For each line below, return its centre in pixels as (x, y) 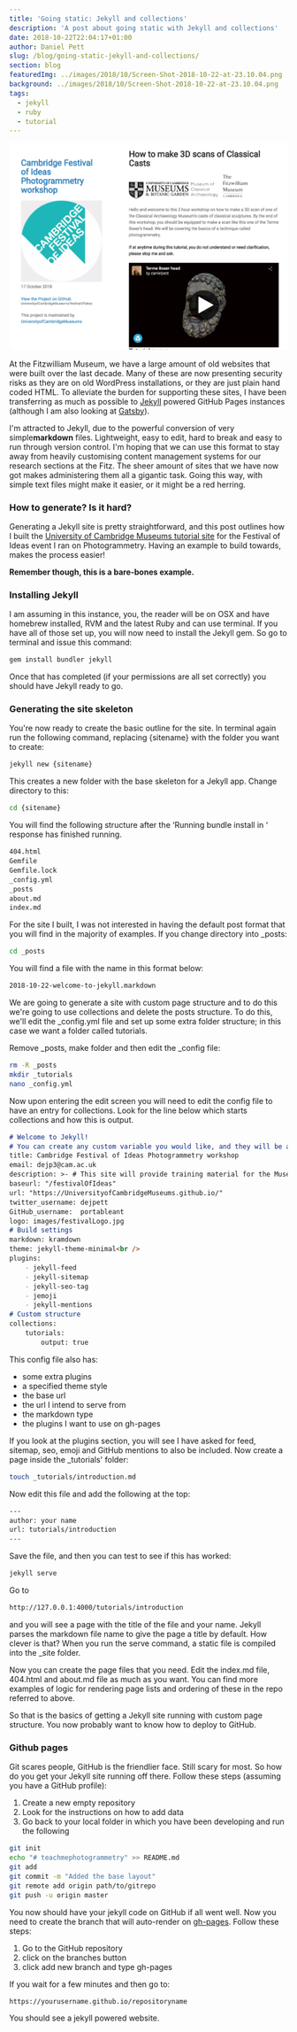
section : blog (35, 66)
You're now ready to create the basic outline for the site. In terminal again (143, 728)
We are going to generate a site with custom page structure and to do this (144, 1003)
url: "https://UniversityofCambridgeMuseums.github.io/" (116, 1193)
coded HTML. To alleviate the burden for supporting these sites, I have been (148, 392)
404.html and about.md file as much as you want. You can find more (134, 1679)
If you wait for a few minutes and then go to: (90, 1984)
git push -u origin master (59, 1895)
